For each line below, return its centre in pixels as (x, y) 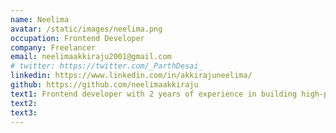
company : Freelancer (53, 47)
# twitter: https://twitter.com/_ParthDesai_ (106, 66)
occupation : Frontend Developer (77, 38)
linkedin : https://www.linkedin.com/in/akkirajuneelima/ (131, 76)
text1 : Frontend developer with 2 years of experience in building (154, 94)
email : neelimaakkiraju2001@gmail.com (91, 57)
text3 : (24, 112)
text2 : (24, 103)
